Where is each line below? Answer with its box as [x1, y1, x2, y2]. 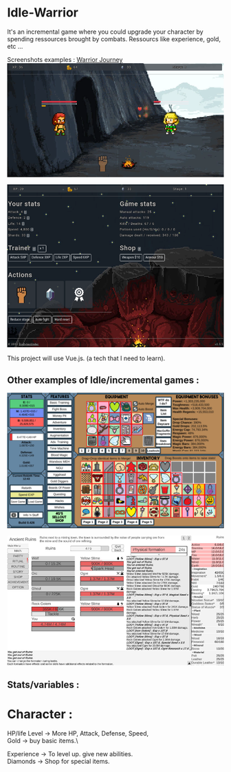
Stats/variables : [7, 679, 80, 690]
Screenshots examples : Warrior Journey [7, 55, 123, 63]
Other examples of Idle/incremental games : [7, 374, 199, 386]
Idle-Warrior [7, 5, 79, 21]
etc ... [7, 42, 23, 50]
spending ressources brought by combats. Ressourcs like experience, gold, [7, 34, 221, 43]
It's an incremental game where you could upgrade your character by [7, 27, 204, 36]
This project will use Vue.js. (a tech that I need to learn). [7, 354, 166, 362]
